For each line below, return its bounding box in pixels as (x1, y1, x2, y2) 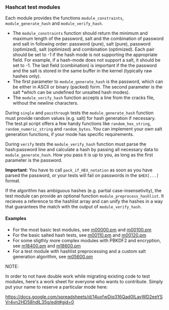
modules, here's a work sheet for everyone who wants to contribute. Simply (5, 278, 163, 284)
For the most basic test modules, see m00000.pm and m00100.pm (12, 227, 152, 233)
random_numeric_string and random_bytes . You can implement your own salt (5, 126, 162, 132)
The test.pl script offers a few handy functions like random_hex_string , (5, 120, 151, 127)
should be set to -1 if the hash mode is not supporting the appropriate (12, 52, 158, 58)
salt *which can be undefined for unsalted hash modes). (12, 90, 130, 96)
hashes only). (12, 73, 41, 79)
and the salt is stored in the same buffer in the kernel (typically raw (12, 68, 152, 74)
